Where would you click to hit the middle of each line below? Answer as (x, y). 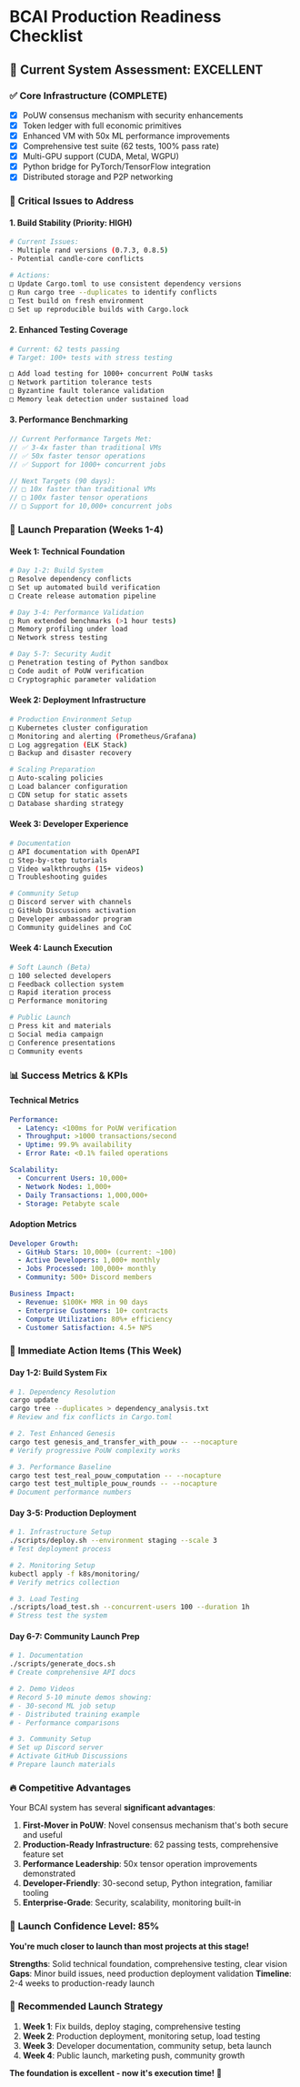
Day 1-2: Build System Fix (58, 1372)
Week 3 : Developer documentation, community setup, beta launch (147, 2045)
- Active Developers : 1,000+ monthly (89, 1260)
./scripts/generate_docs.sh (63, 1664)
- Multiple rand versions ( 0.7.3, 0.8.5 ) (89, 251)
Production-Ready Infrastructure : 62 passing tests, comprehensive (150, 1845)
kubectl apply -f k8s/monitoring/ (75, 1574)
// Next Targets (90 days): (63, 481)
